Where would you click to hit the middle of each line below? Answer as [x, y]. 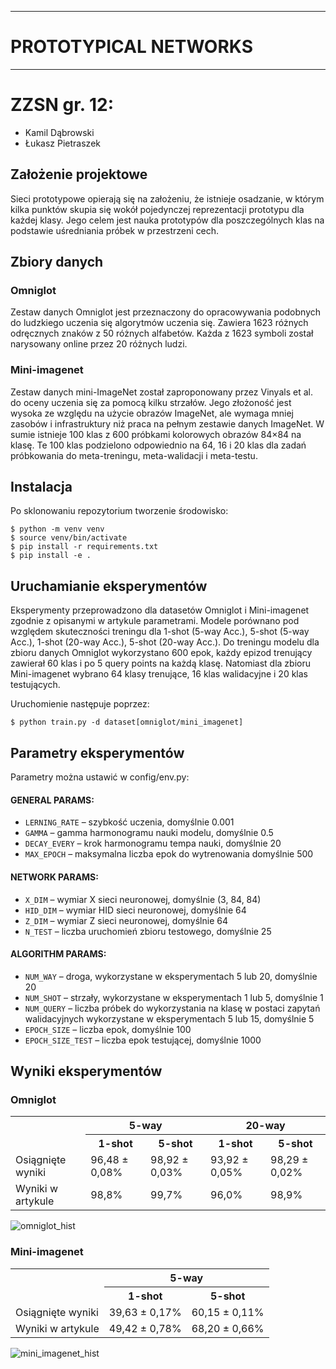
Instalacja [41, 487]
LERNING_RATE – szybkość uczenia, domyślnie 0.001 [129, 822]
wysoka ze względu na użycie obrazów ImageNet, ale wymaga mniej [152, 413]
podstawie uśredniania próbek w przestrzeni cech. [115, 230]
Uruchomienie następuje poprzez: [80, 704]
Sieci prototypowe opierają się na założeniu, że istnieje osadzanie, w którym [167, 198]
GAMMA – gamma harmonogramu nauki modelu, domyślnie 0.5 [149, 833]
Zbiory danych [57, 262]
